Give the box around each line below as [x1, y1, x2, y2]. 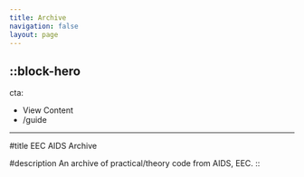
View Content [22, 105, 74, 116]
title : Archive [9, 13, 67, 23]
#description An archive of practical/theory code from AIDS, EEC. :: [9, 158, 261, 169]
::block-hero [9, 63, 81, 79]
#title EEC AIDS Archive [9, 141, 98, 152]
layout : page [9, 30, 59, 39]
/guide [22, 115, 47, 126]
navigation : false [9, 22, 79, 31]
